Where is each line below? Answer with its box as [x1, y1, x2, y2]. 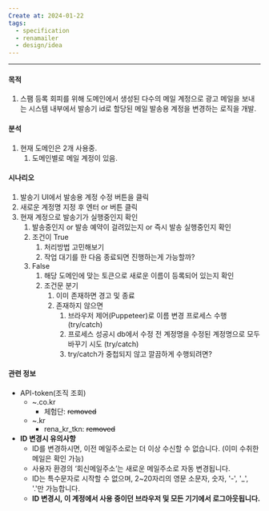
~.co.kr [31, 397, 56, 406]
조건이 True [31, 232, 70, 242]
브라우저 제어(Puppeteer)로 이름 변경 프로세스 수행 [67, 310, 227, 320]
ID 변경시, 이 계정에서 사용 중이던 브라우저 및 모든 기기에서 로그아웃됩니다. [31, 493, 260, 503]
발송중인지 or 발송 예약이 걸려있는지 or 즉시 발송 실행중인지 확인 [31, 222, 232, 232]
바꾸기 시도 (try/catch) [67, 339, 139, 349]
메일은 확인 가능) [31, 453, 84, 463]
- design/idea [15, 42, 62, 50]
